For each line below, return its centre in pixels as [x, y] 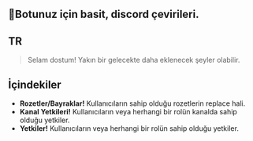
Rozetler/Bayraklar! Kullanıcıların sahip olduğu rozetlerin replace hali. [132, 103]
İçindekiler [35, 84]
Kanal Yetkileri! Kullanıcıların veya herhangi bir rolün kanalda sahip [128, 112]
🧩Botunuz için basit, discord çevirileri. [104, 14]
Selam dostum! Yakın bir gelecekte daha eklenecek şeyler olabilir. [134, 60]
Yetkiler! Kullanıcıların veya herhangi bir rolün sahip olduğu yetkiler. [129, 128]
